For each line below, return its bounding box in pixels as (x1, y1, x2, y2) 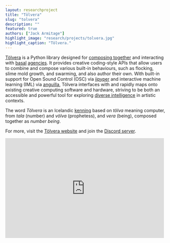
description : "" (5, 21, 40, 27)
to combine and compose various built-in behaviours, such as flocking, (5, 65, 154, 71)
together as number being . (5, 118, 61, 124)
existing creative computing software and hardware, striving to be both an (5, 87, 160, 93)
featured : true (5, 26, 38, 31)
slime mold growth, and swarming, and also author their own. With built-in (5, 71, 160, 77)
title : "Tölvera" (5, 12, 42, 17)
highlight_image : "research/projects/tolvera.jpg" (5, 36, 115, 41)
